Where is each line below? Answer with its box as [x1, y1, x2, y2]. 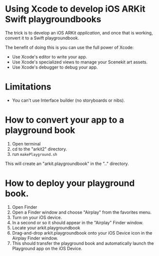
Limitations [5, 81, 52, 92]
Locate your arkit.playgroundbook [12, 225, 80, 231]
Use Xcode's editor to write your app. [12, 54, 88, 59]
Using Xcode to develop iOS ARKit [5, 3, 146, 15]
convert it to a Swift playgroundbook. [5, 35, 79, 41]
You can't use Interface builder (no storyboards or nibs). [12, 97, 125, 103]
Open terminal [12, 141, 41, 146]
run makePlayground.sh [12, 151, 57, 157]
